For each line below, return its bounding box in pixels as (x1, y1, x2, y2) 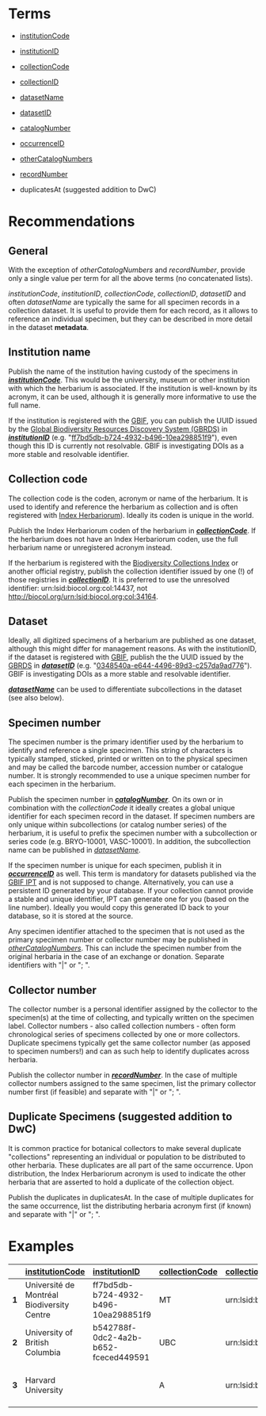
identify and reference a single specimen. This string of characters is (8, 746, 234, 755)
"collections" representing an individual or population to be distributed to (8, 1152, 245, 1161)
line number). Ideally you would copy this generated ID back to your (8, 903, 230, 912)
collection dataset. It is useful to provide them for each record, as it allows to (8, 305, 258, 315)
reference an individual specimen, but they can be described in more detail (8, 314, 253, 324)
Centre (25, 1309, 51, 1320)
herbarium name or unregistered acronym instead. (8, 543, 173, 552)
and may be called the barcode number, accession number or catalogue (8, 762, 244, 772)
